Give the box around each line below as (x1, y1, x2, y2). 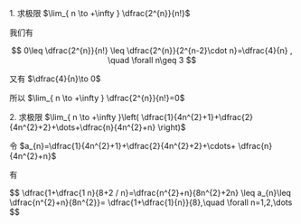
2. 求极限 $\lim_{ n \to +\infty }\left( (9, 112, 140, 122)
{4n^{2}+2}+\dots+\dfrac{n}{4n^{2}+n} (9, 122, 156, 133)
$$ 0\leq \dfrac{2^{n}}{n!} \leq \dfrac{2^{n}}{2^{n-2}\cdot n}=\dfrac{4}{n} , (11, 45, 293, 56)
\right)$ (157, 122, 186, 133)
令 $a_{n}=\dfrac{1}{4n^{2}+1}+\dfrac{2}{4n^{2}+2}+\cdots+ (9, 141, 237, 151)
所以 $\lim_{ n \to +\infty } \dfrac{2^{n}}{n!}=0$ (9, 93, 185, 103)
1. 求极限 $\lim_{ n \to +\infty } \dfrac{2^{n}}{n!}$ (9, 8, 191, 18)
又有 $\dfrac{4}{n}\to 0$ (9, 73, 101, 84)
